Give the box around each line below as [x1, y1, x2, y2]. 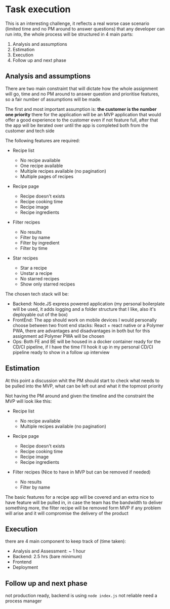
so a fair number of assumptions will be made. [5, 96, 102, 102]
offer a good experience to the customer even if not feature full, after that [5, 117, 158, 123]
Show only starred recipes [20, 281, 75, 287]
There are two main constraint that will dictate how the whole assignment [5, 85, 158, 91]
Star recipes [12, 255, 38, 261]
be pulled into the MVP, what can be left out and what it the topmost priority [5, 382, 163, 389]
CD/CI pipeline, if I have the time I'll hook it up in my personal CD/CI [12, 344, 153, 350]
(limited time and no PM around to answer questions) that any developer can [5, 25, 165, 31]
